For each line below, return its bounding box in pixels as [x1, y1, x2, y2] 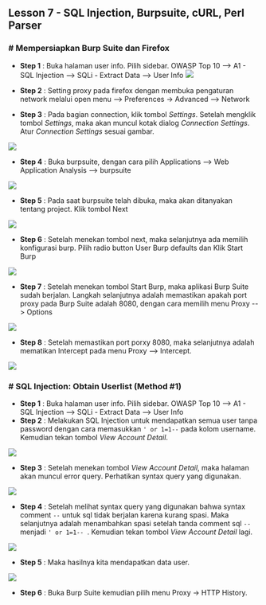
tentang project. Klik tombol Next [19, 204, 129, 213]
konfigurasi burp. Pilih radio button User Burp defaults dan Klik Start [19, 243, 244, 252]
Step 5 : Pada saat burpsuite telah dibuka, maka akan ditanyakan [19, 195, 233, 205]
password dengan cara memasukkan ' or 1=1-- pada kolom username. [19, 423, 256, 433]
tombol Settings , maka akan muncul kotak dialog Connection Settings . [19, 118, 250, 127]
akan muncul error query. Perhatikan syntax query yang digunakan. [19, 471, 241, 481]
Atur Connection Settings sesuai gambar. [19, 127, 155, 136]
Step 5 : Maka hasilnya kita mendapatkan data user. [19, 557, 190, 567]
